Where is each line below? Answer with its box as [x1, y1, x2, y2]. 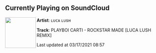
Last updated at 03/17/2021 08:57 [36, 42, 104, 48]
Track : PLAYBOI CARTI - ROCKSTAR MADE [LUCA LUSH [36, 27, 151, 33]
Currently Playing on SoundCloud [5, 4, 110, 12]
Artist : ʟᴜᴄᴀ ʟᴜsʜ [36, 17, 71, 23]
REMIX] [36, 32, 52, 38]
